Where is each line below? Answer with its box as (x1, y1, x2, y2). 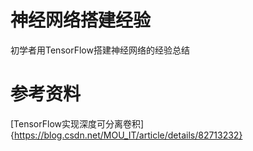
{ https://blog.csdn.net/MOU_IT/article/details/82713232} (10, 129, 243, 141)
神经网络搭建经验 (10, 9, 152, 32)
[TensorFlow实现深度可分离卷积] (10, 117, 145, 130)
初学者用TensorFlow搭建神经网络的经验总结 (10, 44, 190, 56)
